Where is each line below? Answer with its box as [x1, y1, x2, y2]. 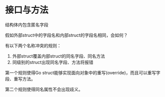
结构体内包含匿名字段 [5, 22, 48, 28]
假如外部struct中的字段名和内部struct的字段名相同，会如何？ [5, 32, 128, 38]
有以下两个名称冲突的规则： [5, 42, 62, 48]
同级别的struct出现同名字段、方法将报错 [12, 59, 94, 65]
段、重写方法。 [5, 76, 35, 82]
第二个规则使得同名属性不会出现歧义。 [5, 86, 83, 92]
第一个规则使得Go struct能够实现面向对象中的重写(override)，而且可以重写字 [5, 69, 161, 75]
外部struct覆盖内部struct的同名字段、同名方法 [12, 53, 105, 59]
